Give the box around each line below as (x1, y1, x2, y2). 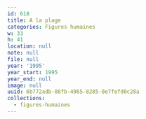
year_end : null (7, 75, 52, 83)
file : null (7, 56, 39, 63)
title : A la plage (7, 17, 61, 24)
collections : (7, 95, 46, 102)
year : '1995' (7, 62, 46, 69)
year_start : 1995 (7, 69, 58, 76)
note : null (7, 50, 39, 57)
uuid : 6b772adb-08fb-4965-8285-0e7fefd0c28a (7, 88, 140, 95)
